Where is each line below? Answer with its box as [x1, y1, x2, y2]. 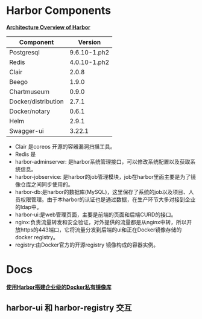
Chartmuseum [9, 87, 50, 95]
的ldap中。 [14, 203, 42, 210]
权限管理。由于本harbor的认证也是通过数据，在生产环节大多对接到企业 [20, 196, 196, 203]
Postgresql [9, 48, 40, 56]
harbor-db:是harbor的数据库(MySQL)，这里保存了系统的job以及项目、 [14, 188, 189, 195]
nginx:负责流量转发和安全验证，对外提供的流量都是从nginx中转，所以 [14, 218, 187, 225]
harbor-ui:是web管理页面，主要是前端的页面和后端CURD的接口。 [14, 211, 177, 218]
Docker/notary [9, 107, 50, 115]
